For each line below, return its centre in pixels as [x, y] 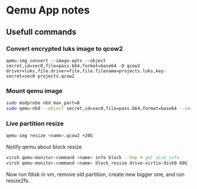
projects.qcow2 [56, 76]
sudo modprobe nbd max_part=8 [43, 103]
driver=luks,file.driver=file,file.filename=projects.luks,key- [86, 71]
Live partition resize [35, 123]
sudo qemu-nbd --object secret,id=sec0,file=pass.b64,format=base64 [91, 109]
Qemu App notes [48, 10]
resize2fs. [18, 180]
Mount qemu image [34, 90]
